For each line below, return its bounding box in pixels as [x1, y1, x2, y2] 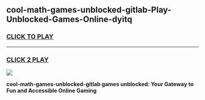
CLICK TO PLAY [6, 33, 54, 41]
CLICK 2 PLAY [6, 55, 49, 64]
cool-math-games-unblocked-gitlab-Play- [6, 5, 172, 15]
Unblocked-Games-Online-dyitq [6, 15, 132, 25]
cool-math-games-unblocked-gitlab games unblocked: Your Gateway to [6, 80, 194, 87]
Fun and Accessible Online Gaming [6, 87, 97, 94]
